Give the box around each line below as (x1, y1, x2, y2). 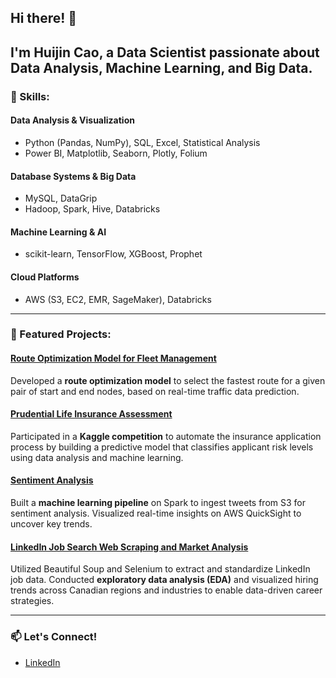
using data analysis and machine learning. (10, 451, 184, 463)
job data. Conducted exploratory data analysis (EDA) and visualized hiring (10, 574, 319, 586)
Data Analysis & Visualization (10, 114, 135, 126)
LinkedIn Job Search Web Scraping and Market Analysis (10, 541, 249, 553)
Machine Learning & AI (10, 226, 107, 238)
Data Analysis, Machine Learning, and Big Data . (10, 59, 313, 76)
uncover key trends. (10, 518, 93, 530)
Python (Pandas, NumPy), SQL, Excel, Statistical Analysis (24, 136, 261, 148)
